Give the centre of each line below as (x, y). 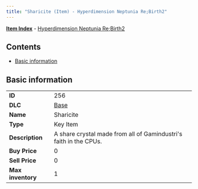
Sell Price (23, 161)
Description (26, 138)
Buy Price (23, 151)
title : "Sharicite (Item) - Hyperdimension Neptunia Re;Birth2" (87, 12)
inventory (23, 178)
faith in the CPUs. (78, 141)
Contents (24, 47)
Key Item (66, 125)
